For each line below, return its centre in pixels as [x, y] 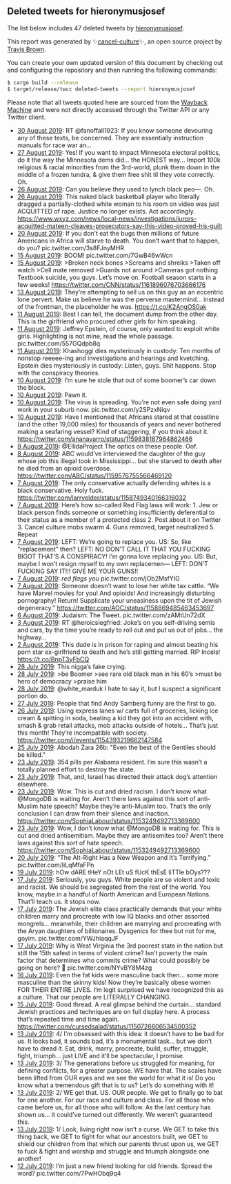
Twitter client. [27, 117]
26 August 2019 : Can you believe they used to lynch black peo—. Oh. [116, 189]
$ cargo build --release [43, 82]
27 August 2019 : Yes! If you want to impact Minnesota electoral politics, [119, 152]
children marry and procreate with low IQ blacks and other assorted [113, 916]
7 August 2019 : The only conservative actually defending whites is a [114, 482]
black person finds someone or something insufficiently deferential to [116, 512]
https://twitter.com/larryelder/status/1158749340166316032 [102, 498]
